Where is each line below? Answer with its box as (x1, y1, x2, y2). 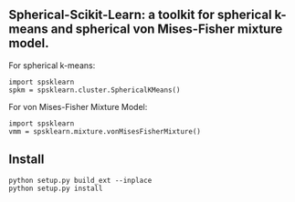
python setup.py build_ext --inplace (8, 176, 153, 185)
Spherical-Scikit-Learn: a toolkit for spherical (8, 7, 272, 23)
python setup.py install (8, 184, 103, 193)
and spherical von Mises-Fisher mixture (50, 22, 283, 37)
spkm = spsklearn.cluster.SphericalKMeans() (8, 86, 181, 95)
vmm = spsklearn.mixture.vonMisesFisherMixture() (8, 126, 202, 136)
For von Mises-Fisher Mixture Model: (8, 101, 148, 112)
